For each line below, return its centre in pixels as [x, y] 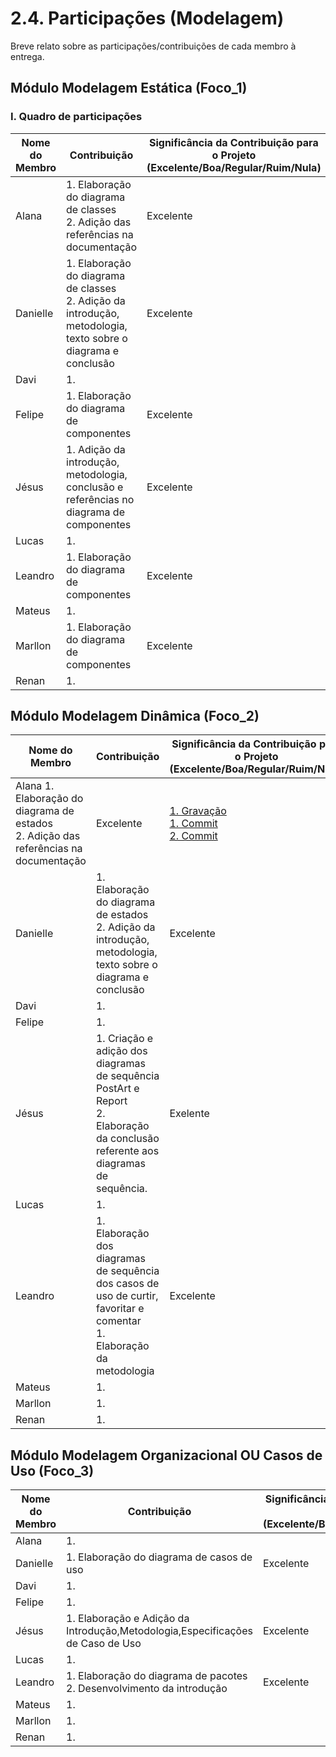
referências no [100, 499]
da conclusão [127, 1139]
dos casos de [127, 1284]
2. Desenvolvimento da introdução [147, 1689]
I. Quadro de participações [76, 117]
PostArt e [117, 1089]
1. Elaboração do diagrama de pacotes [157, 1676]
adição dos [121, 1051]
